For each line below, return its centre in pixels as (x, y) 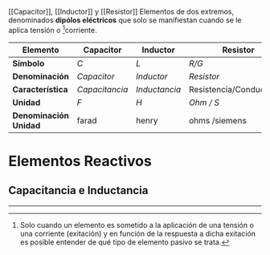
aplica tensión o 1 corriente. (53, 29)
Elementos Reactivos (80, 161)
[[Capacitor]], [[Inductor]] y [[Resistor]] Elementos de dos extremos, (121, 12)
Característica (40, 89)
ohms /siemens (217, 120)
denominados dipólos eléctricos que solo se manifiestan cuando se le (125, 20)
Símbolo (29, 63)
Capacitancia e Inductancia (78, 190)
